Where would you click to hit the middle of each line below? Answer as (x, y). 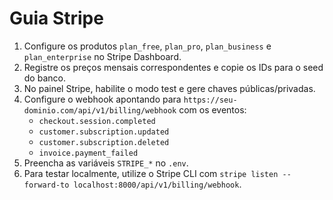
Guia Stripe (56, 18)
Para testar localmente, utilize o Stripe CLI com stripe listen (151, 173)
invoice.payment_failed (88, 153)
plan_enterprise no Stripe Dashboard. (102, 56)
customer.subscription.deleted (104, 142)
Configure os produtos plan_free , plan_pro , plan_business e (147, 46)
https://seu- (210, 100)
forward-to (46, 185)
